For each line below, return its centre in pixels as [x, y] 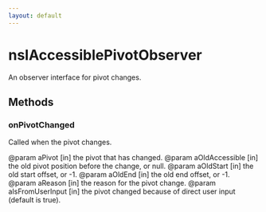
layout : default [35, 16]
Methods [31, 102]
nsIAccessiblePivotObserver [105, 55]
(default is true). [35, 200]
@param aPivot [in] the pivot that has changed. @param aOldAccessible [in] [133, 158]
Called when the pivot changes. [60, 142]
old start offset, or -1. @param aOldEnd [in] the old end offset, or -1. [119, 175]
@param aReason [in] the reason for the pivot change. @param [112, 183]
